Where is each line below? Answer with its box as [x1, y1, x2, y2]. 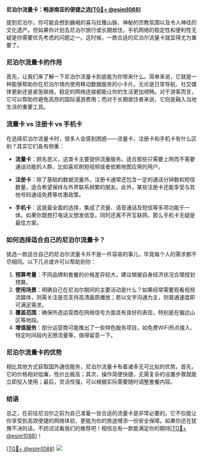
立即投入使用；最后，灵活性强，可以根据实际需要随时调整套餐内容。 [6, 378, 176, 385]
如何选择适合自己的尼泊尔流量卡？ [6, 236, 106, 244]
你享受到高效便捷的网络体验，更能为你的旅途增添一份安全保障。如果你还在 [6, 417, 192, 425]
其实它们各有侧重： [16, 142, 65, 150]
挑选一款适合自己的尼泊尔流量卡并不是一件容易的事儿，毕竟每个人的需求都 [6, 250, 192, 257]
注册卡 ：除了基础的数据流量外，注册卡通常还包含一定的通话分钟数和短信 [14, 176, 195, 183]
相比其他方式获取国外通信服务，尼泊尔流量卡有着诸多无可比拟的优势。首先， [6, 363, 197, 370]
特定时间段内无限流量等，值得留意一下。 [14, 331, 116, 339]
